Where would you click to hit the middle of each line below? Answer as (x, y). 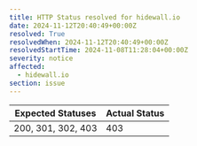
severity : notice (41, 58)
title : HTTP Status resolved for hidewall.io (95, 17)
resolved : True (37, 34)
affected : (28, 67)
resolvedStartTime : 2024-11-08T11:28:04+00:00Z (99, 50)
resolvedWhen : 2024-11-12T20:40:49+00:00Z (89, 42)
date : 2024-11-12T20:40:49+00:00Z (73, 26)
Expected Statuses (55, 113)
